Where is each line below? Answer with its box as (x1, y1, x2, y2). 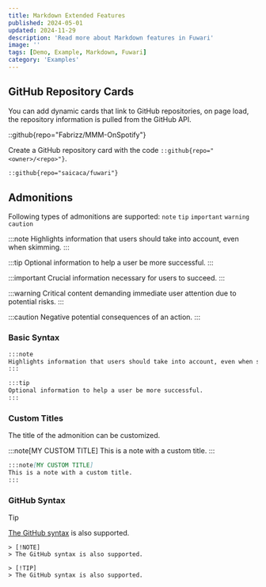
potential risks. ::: (8, 297, 65, 307)
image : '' (8, 41, 41, 49)
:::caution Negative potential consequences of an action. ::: (8, 312, 200, 322)
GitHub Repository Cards (8, 85, 135, 99)
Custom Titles (8, 413, 63, 424)
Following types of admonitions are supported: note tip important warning (8, 212, 250, 222)
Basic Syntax (8, 332, 60, 343)
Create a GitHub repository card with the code (8, 145, 159, 154)
